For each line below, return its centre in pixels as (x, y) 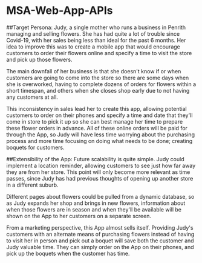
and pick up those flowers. (39, 59)
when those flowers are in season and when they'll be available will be (94, 209)
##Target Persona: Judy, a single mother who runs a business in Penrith (96, 27)
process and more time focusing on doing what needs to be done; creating (99, 141)
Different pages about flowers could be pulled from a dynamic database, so (100, 196)
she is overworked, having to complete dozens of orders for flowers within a (101, 84)
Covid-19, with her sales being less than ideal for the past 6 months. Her (96, 40)
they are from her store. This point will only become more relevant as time (98, 172)
